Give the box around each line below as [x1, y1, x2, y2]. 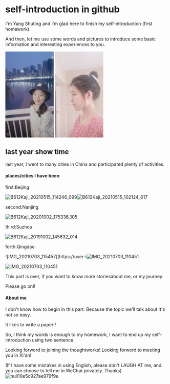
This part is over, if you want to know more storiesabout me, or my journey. [5, 273, 164, 279]
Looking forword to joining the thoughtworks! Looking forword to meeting [5, 347, 160, 353]
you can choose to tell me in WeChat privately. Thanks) [5, 367, 122, 374]
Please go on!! [5, 283, 36, 289]
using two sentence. [32, 336, 75, 343]
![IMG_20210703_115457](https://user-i [5, 253, 87, 259]
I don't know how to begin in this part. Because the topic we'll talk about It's [5, 306, 165, 312]
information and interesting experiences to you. [5, 41, 105, 47]
